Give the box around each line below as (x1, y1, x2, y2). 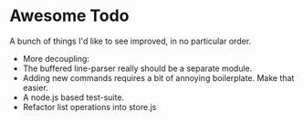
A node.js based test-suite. (22, 92, 125, 103)
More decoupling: (22, 53, 89, 64)
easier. (22, 82, 48, 93)
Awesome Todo (9, 5, 130, 26)
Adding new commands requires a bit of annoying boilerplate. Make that (22, 72, 295, 83)
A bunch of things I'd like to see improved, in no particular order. (9, 35, 252, 46)
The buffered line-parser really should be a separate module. (22, 63, 253, 74)
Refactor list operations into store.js (22, 101, 157, 112)
